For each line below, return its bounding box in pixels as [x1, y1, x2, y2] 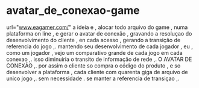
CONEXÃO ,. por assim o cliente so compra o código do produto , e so [6, 61, 181, 69]
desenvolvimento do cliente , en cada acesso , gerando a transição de [6, 36, 181, 43]
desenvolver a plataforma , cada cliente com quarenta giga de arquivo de [6, 68, 188, 75]
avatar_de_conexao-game [6, 4, 140, 17]
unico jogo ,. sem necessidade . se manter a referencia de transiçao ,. [6, 75, 180, 82]
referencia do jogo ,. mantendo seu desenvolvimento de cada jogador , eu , [6, 43, 193, 50]
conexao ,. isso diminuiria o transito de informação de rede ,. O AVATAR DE [6, 55, 192, 63]
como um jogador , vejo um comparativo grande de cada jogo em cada [6, 49, 183, 56]
